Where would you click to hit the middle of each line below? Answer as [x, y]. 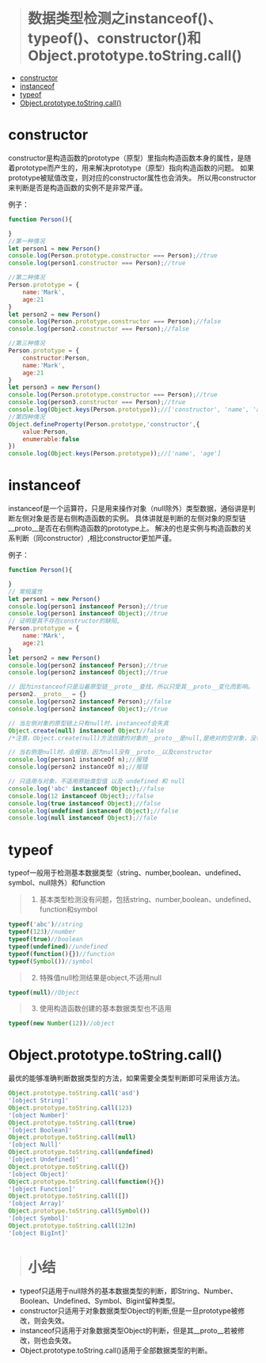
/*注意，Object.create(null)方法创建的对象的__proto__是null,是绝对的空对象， [129, 738]
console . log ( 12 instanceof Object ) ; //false [81, 796]
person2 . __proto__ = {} [47, 695]
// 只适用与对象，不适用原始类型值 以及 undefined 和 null [97, 782]
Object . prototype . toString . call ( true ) [72, 1123]
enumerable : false [51, 439]
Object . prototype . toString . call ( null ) [72, 1137]
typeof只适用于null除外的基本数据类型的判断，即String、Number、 [128, 1291]
